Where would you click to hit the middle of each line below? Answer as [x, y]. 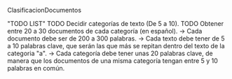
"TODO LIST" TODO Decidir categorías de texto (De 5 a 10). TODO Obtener [116, 23]
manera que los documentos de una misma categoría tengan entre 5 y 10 [113, 61]
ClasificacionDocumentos [45, 10]
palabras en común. [36, 68]
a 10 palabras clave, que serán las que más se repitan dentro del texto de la [116, 46]
